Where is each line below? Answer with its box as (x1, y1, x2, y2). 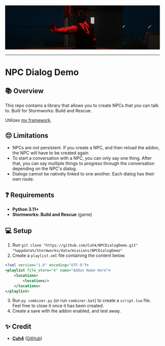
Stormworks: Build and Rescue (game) (12, 211, 92, 217)
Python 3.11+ (12, 207, 39, 212)
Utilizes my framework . (5, 117, 52, 123)
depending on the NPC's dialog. (12, 166, 77, 172)
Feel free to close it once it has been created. (12, 303, 104, 309)
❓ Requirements (5, 191, 55, 199)
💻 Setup (5, 226, 32, 235)
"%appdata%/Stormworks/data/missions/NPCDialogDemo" (12, 248, 123, 253)
